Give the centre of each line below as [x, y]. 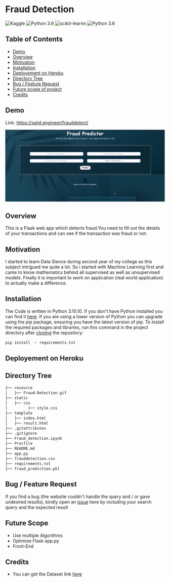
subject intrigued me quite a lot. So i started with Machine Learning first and [84, 267]
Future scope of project [37, 89]
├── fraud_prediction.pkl [32, 469]
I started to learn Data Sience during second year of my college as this [79, 262]
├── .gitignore [21, 433]
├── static [17, 398]
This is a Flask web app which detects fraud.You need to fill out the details [83, 228]
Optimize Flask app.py [36, 541]
